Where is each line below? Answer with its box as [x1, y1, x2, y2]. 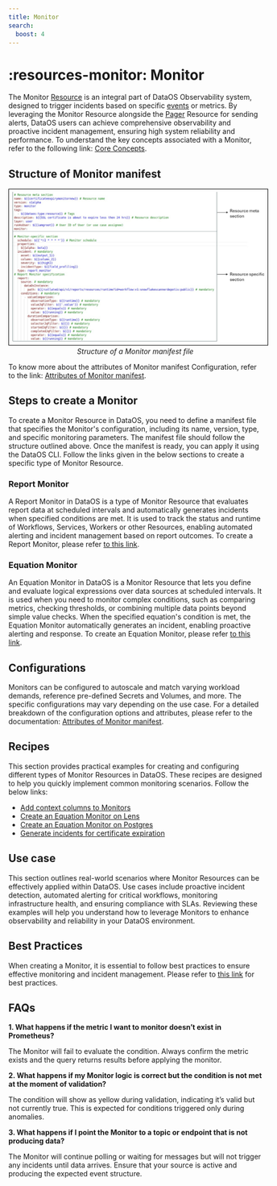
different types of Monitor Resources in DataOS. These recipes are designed [8, 769, 263, 779]
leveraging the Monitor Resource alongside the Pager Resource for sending [8, 110, 258, 119]
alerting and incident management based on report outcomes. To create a [8, 530, 254, 540]
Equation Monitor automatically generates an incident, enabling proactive [8, 620, 251, 630]
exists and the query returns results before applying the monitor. [8, 1055, 222, 1065]
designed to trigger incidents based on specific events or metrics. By [8, 101, 238, 110]
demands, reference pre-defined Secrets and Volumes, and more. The [8, 691, 242, 701]
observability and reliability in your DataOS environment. [8, 915, 196, 926]
